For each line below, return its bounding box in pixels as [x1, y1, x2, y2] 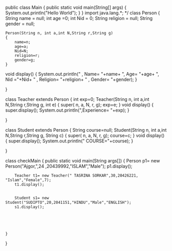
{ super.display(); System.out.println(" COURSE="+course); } [5, 138, 134, 144]
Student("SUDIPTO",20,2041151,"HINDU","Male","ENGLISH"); [5, 200, 132, 205]
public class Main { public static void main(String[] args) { [5, 5, 127, 10]
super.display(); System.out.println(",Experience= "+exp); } [5, 107, 130, 113]
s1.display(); [14, 204, 45, 210]
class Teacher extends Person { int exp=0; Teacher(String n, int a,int [5, 96, 149, 102]
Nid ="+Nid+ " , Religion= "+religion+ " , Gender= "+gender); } [5, 76, 137, 82]
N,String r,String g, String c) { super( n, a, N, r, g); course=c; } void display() [5, 133, 165, 138]
